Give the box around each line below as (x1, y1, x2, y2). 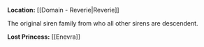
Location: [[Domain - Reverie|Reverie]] (7, 6, 120, 14)
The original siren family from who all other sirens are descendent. (7, 19, 198, 27)
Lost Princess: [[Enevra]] (7, 32, 81, 41)
